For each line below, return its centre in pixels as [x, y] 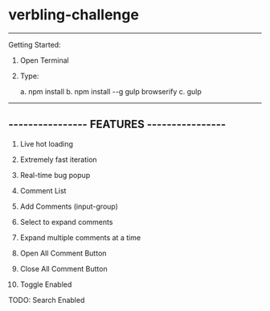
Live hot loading [47, 143]
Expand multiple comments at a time [80, 237]
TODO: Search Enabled [47, 300]
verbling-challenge [74, 15]
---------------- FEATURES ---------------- [117, 124]
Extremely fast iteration [59, 160]
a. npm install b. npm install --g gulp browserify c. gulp [111, 91]
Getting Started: [35, 44]
